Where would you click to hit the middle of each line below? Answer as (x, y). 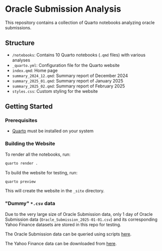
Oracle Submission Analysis (63, 9)
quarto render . (21, 163)
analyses (21, 60)
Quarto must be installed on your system (53, 131)
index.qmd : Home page (35, 70)
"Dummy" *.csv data (30, 204)
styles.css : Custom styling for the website (55, 91)
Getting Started (29, 107)
